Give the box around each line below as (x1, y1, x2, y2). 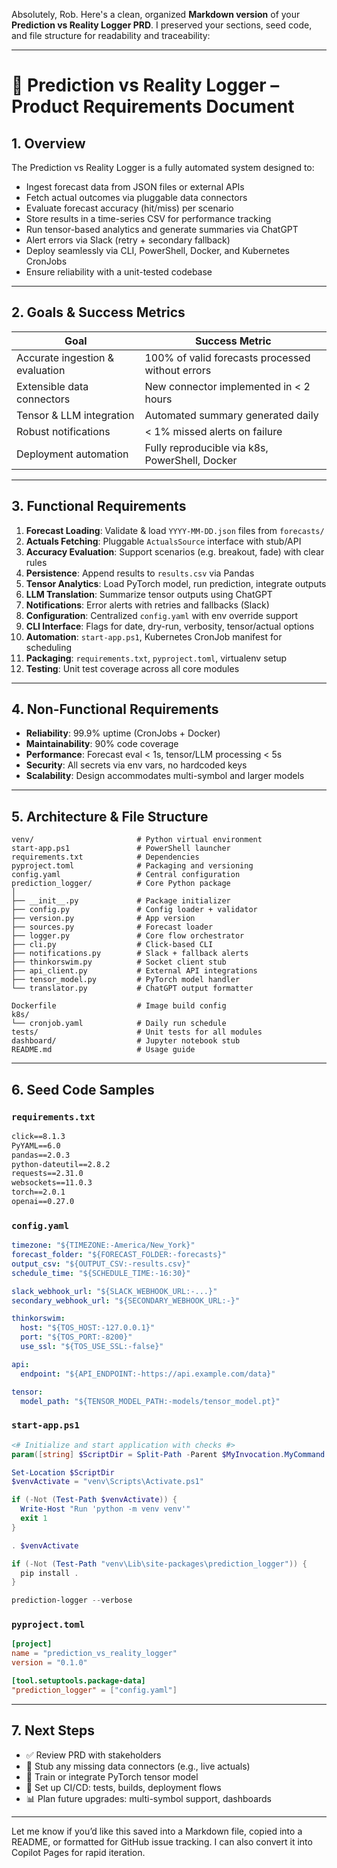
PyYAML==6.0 (11, 1140, 61, 1151)
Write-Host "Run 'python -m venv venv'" (20, 1504, 191, 1514)
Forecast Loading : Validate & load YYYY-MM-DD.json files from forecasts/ (25, 524, 325, 536)
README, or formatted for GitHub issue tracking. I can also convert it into (11, 1835, 313, 1848)
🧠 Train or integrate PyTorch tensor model (25, 1770, 199, 1783)
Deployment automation (16, 447, 129, 461)
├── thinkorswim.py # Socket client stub (11, 957, 227, 968)
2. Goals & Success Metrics (11, 304, 186, 321)
